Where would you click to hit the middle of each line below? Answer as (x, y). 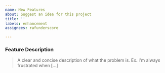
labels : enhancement (26, 23)
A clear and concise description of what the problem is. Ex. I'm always (89, 60)
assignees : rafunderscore (32, 28)
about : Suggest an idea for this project (48, 14)
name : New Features (25, 10)
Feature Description (30, 50)
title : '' (15, 19)
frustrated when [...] (38, 66)
